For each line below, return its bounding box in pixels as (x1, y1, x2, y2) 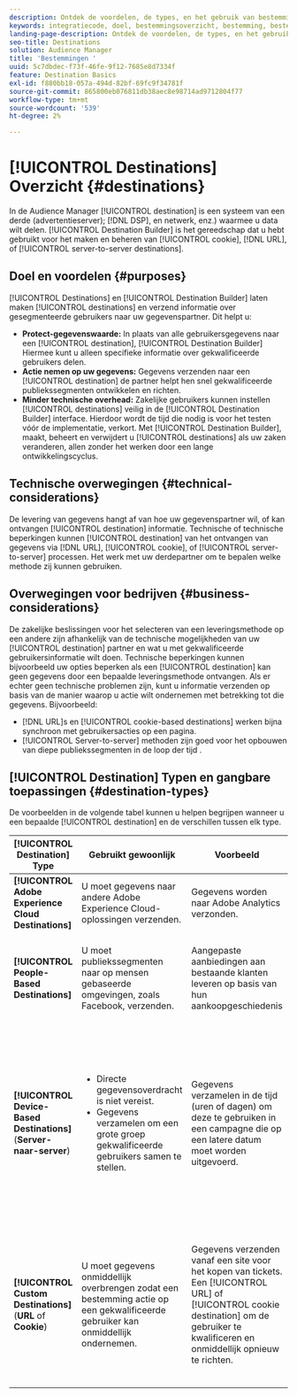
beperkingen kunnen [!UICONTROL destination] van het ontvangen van (9, 532, 269, 543)
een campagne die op (191, 1123, 282, 1135)
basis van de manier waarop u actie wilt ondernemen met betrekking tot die (9, 690, 285, 700)
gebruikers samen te (95, 1150, 182, 1162)
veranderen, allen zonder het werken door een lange (21, 441, 214, 452)
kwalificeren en (191, 1331, 255, 1344)
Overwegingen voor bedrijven (9, 586, 178, 602)
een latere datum (191, 1134, 263, 1146)
